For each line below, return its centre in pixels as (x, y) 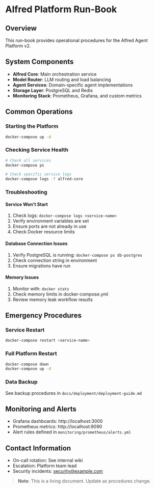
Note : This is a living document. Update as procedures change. (84, 481)
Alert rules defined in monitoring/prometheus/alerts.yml (72, 432)
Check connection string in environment (55, 260)
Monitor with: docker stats (41, 288)
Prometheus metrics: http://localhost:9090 (57, 427)
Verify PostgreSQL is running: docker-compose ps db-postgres (77, 255)
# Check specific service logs (38, 174)
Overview (21, 28)
